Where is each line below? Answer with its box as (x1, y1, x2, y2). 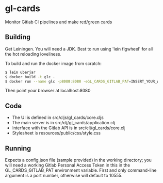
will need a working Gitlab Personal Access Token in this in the (5, 162, 130, 168)
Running (5, 144, 32, 152)
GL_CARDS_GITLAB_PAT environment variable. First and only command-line (5, 167, 157, 173)
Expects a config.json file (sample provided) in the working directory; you (5, 157, 152, 163)
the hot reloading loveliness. (5, 51, 62, 57)
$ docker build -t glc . (5, 74, 55, 79)
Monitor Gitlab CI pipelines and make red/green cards (5, 19, 113, 25)
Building (5, 33, 31, 41)
